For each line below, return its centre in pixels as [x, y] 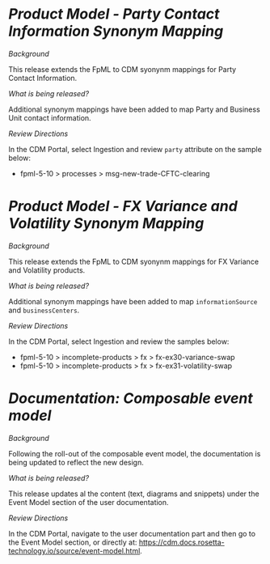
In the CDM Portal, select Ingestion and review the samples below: [119, 341]
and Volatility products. [47, 270]
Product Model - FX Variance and [123, 206]
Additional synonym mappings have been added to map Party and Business [134, 109]
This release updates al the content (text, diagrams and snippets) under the [134, 494]
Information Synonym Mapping [116, 31]
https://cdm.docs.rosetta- [181, 542]
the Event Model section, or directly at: [73, 542]
